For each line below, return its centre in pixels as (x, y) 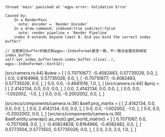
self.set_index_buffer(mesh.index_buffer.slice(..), (60, 59)
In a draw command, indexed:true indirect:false (65, 28)
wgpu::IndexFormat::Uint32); (35, 64)
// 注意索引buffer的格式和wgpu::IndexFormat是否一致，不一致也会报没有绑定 (76, 51)
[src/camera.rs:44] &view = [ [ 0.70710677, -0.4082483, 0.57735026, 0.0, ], (82, 73)
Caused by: (16, 16)
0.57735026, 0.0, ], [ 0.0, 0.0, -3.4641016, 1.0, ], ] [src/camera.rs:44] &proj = (82, 83)
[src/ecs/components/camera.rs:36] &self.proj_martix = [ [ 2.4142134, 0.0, (81, 103)
